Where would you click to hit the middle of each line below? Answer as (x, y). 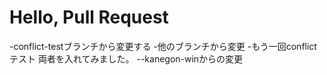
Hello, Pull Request (89, 17)
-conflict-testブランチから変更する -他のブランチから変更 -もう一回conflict (163, 46)
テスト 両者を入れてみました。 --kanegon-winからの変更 (126, 58)
